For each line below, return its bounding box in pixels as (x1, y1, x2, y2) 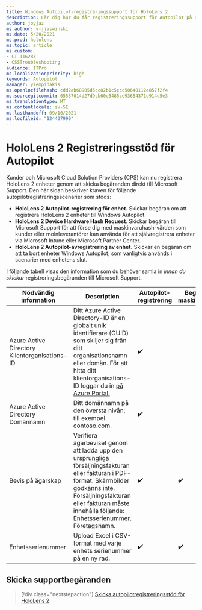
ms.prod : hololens (6, 37, 52, 43)
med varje (93, 539, 122, 547)
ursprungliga (73, 454, 109, 462)
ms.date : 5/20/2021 (6, 31, 55, 37)
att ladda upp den (73, 447, 123, 455)
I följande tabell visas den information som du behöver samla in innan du (6, 268, 186, 275)
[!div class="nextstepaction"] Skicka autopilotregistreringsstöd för (20, 591, 185, 597)
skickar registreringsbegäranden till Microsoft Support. (6, 274, 142, 281)
